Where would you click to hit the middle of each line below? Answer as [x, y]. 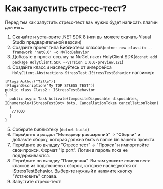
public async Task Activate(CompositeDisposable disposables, [74, 99]
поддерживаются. [31, 155]
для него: [15, 27]
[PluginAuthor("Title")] [30, 81]
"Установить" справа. [35, 176]
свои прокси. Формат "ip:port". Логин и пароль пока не [70, 150]
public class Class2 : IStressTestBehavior [50, 90]
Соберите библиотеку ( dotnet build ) [50, 129]
